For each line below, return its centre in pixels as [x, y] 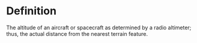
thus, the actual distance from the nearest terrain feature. [77, 33]
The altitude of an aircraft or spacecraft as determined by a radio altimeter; [99, 27]
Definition [32, 11]
